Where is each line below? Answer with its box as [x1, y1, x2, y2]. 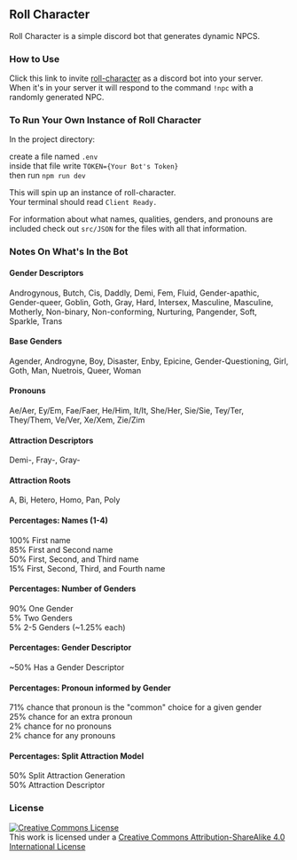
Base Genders [9, 336, 63, 347]
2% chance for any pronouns [9, 730, 116, 741]
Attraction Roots [9, 475, 71, 485]
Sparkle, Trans [9, 315, 63, 327]
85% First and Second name [9, 544, 113, 555]
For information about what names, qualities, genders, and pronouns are [9, 214, 273, 225]
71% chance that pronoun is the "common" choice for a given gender [9, 702, 262, 713]
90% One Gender [9, 603, 74, 613]
